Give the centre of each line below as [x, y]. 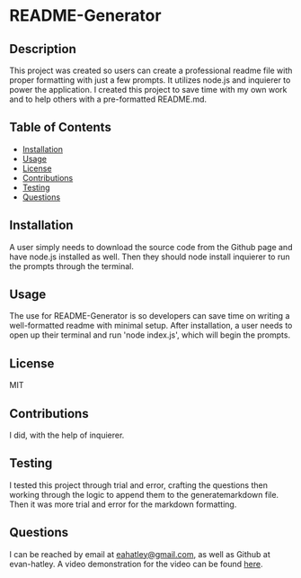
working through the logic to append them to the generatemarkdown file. [144, 494]
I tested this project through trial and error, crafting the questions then [138, 485]
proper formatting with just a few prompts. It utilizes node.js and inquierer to [150, 80]
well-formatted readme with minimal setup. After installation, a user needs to [151, 326]
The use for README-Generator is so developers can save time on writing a [150, 316]
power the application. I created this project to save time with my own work [148, 90]
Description [43, 49]
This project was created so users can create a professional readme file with [151, 70]
